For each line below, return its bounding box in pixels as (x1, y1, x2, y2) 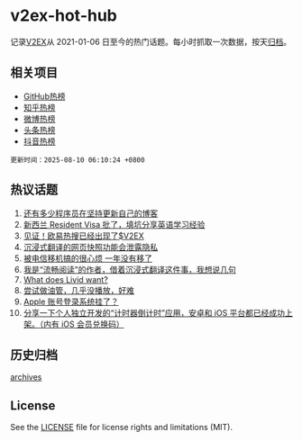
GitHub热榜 (23, 91, 66, 102)
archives (10, 372, 42, 382)
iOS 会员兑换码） (60, 319, 124, 329)
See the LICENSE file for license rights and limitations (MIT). (10, 422, 233, 433)
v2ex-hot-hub (10, 5, 118, 26)
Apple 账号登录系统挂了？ (23, 296, 120, 307)
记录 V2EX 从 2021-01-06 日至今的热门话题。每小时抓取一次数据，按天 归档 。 (10, 36, 292, 47)
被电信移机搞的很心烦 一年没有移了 (23, 253, 152, 264)
